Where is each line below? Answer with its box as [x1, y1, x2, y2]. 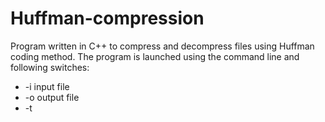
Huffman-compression [10, 7, 205, 30]
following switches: [10, 61, 90, 73]
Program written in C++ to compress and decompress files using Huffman [10, 40, 315, 52]
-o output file [24, 91, 80, 103]
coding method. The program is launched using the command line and [10, 50, 300, 62]
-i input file [24, 80, 70, 92]
